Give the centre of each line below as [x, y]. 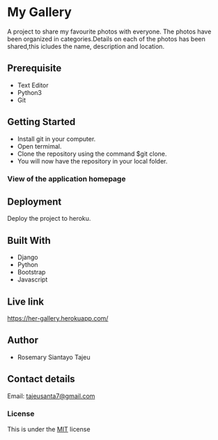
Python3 [29, 92]
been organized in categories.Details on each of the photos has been [106, 38]
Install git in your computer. [56, 139]
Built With [29, 241]
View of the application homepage [67, 179]
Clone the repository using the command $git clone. [92, 154]
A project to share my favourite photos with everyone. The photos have [109, 31]
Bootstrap [31, 272]
